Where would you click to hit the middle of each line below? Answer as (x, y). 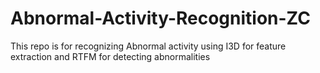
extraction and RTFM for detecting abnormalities (110, 56)
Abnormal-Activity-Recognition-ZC (160, 18)
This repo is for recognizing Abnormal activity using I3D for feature (148, 46)
